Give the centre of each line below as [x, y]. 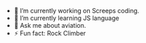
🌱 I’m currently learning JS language [66, 18]
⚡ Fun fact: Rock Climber [50, 33]
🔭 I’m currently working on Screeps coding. [77, 11]
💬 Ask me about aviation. [50, 25]
